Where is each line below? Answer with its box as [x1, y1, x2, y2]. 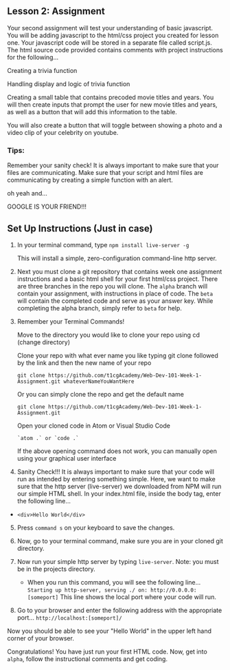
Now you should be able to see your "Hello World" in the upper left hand [7, 627, 211, 635]
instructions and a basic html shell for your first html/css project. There [16, 275, 218, 283]
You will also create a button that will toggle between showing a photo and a [7, 121, 222, 129]
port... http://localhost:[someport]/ [16, 613, 122, 622]
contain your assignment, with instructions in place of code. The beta [16, 289, 214, 297]
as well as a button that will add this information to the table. [7, 107, 177, 116]
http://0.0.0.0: [150, 587, 197, 594]
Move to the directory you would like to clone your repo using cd [16, 331, 200, 339]
